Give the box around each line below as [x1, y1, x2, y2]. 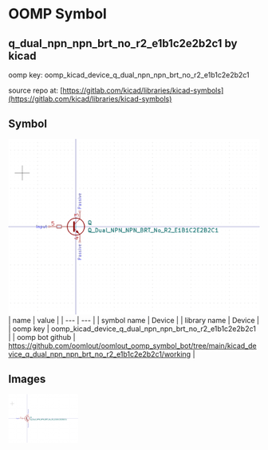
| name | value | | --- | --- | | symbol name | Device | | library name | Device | [8, 315, 259, 325]
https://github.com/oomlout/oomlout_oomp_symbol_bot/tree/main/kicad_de [8, 341, 257, 350]
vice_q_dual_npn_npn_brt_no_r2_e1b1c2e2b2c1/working [8, 349, 191, 359]
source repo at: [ [8, 85, 63, 95]
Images [8, 373, 46, 386]
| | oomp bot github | [8, 332, 76, 341]
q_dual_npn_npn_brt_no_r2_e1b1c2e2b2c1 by [8, 37, 238, 50]
